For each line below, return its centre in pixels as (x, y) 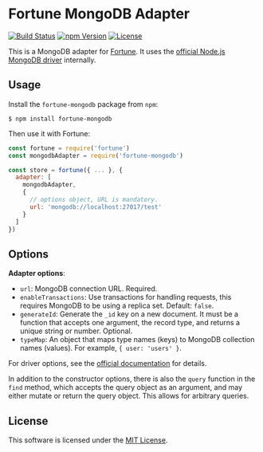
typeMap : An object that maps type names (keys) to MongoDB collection (137, 340)
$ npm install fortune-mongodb (60, 119)
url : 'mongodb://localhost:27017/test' (95, 207)
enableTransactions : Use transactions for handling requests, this (126, 297)
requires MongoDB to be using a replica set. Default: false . (117, 306)
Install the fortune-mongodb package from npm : (83, 104)
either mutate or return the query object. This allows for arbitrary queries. (129, 396)
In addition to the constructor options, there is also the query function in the (132, 379)
